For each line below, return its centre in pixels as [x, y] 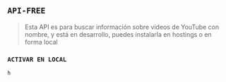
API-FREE [26, 11]
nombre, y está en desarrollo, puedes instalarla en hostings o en [118, 34]
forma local [41, 42]
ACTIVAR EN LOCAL [37, 59]
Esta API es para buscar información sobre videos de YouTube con [122, 27]
